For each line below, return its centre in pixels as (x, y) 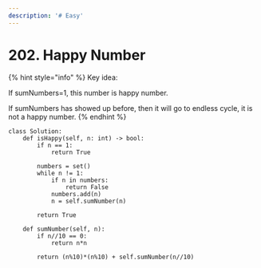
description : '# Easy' (46, 16)
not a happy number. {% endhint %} (67, 116)
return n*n (69, 243)
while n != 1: (60, 173)
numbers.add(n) (76, 194)
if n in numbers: (80, 180)
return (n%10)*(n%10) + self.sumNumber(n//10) (116, 257)
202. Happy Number (77, 55)
